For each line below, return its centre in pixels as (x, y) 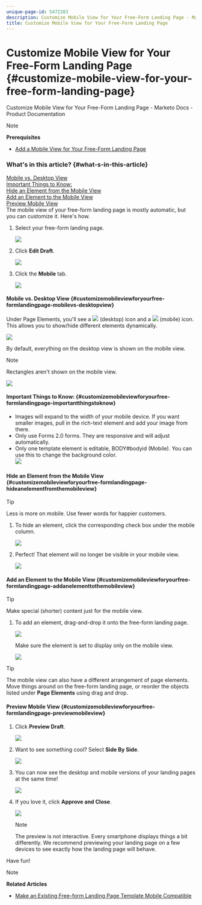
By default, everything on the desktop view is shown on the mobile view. (96, 348)
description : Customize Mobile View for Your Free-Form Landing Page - (98, 17)
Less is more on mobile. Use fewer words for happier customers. (86, 514)
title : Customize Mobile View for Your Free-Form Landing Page (87, 23)
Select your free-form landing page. (59, 228)
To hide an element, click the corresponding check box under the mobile (105, 525)
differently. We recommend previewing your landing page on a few (97, 842)
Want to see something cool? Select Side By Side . (77, 749)
